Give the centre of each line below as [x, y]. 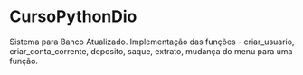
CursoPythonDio [73, 17]
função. [24, 61]
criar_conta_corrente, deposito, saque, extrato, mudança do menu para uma [151, 51]
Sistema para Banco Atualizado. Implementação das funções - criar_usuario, [152, 42]
